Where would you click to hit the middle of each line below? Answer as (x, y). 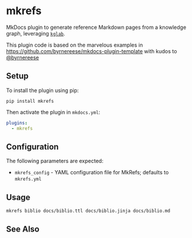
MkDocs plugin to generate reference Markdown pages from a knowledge (96, 27)
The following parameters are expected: (55, 161)
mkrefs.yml (28, 179)
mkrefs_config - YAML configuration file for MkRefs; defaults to (92, 172)
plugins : (17, 123)
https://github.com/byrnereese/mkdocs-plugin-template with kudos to (92, 51)
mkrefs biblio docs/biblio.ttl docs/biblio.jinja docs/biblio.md (88, 211)
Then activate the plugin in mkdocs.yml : (53, 112)
